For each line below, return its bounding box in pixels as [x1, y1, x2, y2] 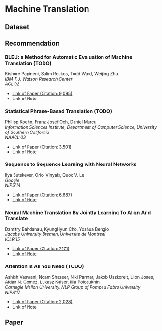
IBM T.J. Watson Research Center [5, 76, 73, 82]
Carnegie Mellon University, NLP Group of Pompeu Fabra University [5, 284, 141, 290]
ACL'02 [5, 81, 20, 87]
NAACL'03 [5, 134, 26, 140]
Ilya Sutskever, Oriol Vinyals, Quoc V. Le [5, 172, 85, 178]
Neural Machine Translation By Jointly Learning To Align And [5, 209, 151, 215]
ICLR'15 [5, 236, 20, 242]
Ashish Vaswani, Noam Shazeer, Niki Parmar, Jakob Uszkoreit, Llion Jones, [5, 274, 155, 280]
